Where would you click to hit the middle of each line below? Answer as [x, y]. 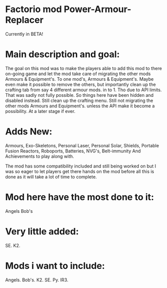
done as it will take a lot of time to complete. [51, 177]
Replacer [24, 20]
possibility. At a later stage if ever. [40, 111]
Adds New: [29, 132]
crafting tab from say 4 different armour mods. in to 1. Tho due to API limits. [83, 90]
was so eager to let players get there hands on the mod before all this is [80, 171]
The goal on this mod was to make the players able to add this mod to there [84, 68]
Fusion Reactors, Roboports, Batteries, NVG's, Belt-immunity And [73, 151]
